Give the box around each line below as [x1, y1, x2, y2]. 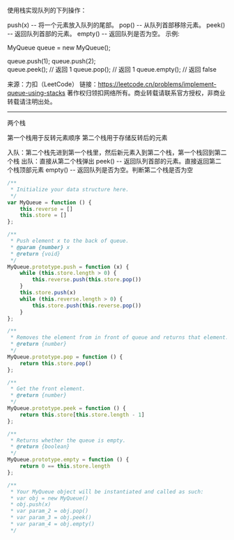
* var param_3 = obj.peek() [10, 514, 92, 521]
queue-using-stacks [7, 89, 66, 97]
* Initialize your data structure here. [10, 186, 130, 193]
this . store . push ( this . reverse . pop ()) [32, 302, 141, 309]
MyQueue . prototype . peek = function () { [7, 405, 127, 412]
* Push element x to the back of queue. [10, 237, 130, 244]
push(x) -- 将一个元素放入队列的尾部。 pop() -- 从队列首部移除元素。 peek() [7, 21, 226, 29]
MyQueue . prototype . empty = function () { [7, 456, 130, 463]
